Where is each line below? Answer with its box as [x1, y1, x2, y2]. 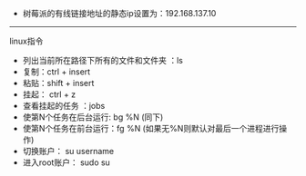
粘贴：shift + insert [22, 78, 95, 88]
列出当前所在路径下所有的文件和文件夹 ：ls [22, 55, 184, 65]
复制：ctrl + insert [22, 66, 91, 77]
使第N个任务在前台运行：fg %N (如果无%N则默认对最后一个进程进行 [22, 123, 280, 133]
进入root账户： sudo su [22, 157, 111, 168]
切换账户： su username [22, 146, 115, 156]
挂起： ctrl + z [22, 89, 76, 100]
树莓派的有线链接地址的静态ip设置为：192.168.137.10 [22, 8, 217, 18]
